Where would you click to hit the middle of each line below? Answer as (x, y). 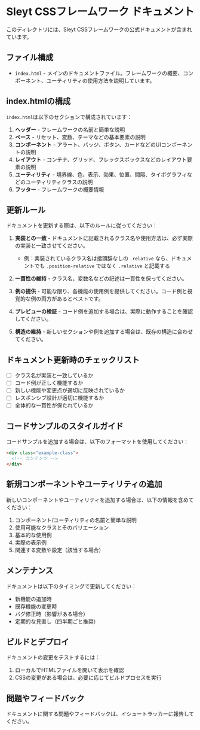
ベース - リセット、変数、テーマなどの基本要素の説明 (80, 137)
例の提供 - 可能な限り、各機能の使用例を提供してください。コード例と (101, 291)
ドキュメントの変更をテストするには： (53, 658)
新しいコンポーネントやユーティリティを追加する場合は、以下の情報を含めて (100, 500)
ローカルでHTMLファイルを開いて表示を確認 (69, 670)
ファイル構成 (30, 58)
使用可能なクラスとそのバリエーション (62, 527)
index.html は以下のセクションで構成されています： (69, 117)
